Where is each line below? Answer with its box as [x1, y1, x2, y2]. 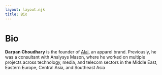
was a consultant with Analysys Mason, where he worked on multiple [5, 54, 145, 60]
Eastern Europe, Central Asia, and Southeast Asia [5, 65, 105, 71]
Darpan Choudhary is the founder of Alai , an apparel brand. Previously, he [5, 49, 157, 55]
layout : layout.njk [5, 7, 45, 12]
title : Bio [5, 12, 28, 17]
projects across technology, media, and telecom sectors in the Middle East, [5, 59, 158, 65]
